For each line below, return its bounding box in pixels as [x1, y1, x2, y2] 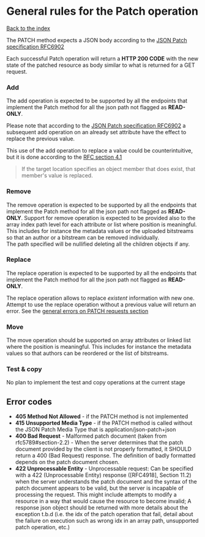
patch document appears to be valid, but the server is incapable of [15, 484, 184, 492]
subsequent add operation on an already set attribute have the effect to [6, 129, 187, 136]
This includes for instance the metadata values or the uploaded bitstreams [6, 227, 194, 234]
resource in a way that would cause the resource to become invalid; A [15, 498, 192, 505]
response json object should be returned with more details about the [15, 504, 188, 511]
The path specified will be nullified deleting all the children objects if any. [6, 240, 190, 248]
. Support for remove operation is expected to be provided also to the [21, 214, 196, 221]
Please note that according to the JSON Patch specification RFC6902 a [6, 122, 186, 129]
